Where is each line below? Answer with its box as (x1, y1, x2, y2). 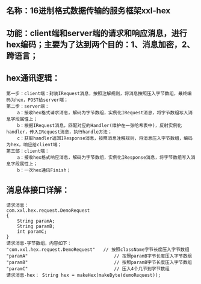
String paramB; (17, 223, 55, 230)
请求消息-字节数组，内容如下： (6, 240, 72, 247)
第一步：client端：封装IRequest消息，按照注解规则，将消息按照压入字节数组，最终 (6, 90, 188, 96)
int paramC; (17, 229, 47, 235)
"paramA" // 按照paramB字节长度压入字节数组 (6, 253, 193, 259)
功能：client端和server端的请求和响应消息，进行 (6, 28, 188, 38)
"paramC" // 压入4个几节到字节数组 (6, 266, 170, 272)
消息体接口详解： (6, 185, 70, 195)
